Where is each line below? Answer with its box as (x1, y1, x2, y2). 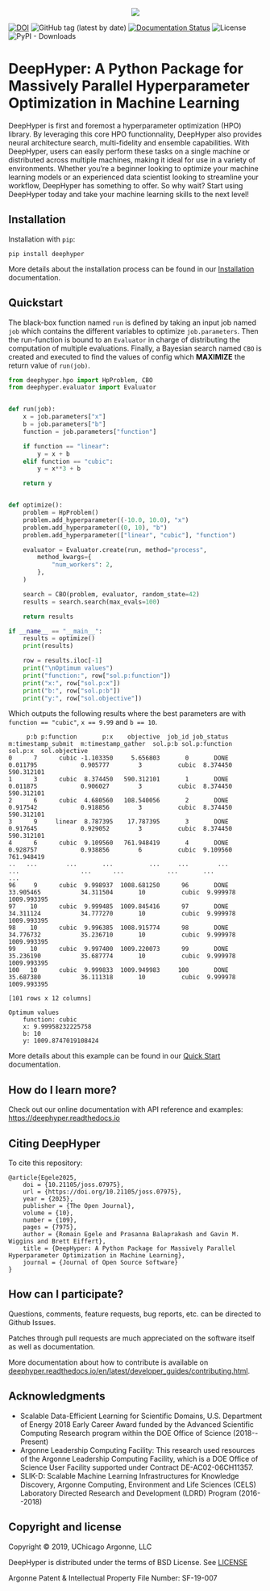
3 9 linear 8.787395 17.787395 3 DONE (8, 818, 229, 826)
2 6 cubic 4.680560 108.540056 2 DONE (8, 797, 229, 805)
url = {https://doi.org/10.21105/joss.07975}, (23, 1188, 182, 1196)
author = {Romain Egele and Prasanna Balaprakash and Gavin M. (23, 1231, 240, 1239)
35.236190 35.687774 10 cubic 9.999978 (8, 952, 236, 961)
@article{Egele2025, (8, 1174, 78, 1182)
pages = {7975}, (23, 1223, 78, 1231)
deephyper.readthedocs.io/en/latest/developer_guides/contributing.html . (8, 1366, 251, 1375)
